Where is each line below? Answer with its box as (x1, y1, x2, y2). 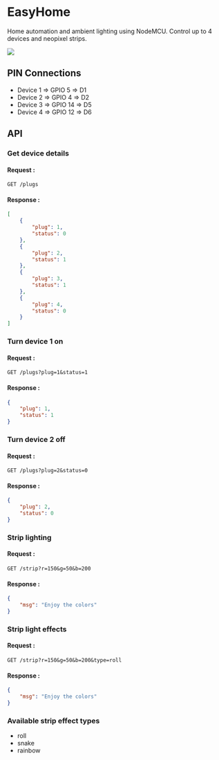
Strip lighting (7, 532, 52, 542)
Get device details (7, 149, 69, 158)
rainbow (17, 746, 41, 754)
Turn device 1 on (7, 337, 64, 346)
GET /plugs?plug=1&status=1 (7, 369, 88, 376)
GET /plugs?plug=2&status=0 (7, 467, 88, 474)
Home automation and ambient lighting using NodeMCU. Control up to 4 (7, 27, 213, 35)
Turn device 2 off (7, 434, 66, 444)
